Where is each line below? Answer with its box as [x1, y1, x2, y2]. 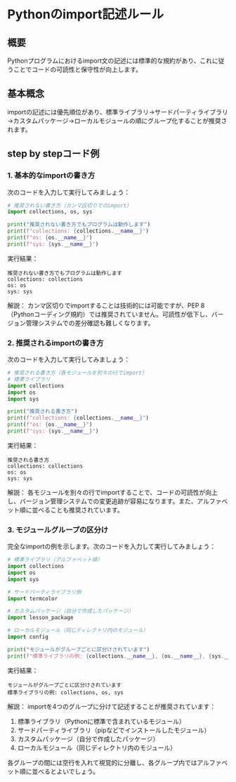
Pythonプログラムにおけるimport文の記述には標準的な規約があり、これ [7, 57, 213, 65]
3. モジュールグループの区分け [7, 524, 109, 534]
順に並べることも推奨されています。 [19, 505, 124, 514]
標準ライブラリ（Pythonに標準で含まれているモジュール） [17, 717, 185, 725]
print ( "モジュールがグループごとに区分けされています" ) [7, 646, 150, 653]
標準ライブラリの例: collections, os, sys [7, 689, 124, 696]
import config [7, 633, 49, 641]
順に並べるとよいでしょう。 [19, 767, 100, 776]
